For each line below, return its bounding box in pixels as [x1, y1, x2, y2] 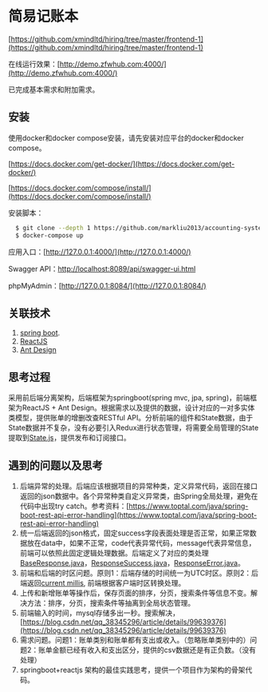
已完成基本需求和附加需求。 [8, 85, 100, 94]
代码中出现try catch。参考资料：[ [19, 501, 129, 511]
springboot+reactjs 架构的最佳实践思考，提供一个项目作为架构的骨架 [19, 665, 246, 674]
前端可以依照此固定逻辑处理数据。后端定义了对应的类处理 [19, 548, 209, 558]
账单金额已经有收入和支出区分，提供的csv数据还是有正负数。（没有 [38, 645, 257, 654]
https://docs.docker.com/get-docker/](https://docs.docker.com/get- [10, 159, 235, 169]
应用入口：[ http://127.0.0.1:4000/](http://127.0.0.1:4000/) [8, 247, 191, 257]
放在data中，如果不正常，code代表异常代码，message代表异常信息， [26, 538, 256, 547]
